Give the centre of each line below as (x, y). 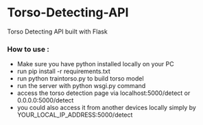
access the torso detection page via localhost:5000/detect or (104, 93)
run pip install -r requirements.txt (64, 71)
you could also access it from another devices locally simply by (107, 108)
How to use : (28, 49)
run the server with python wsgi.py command (81, 86)
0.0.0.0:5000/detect (45, 100)
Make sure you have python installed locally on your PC (95, 64)
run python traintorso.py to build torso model (80, 79)
